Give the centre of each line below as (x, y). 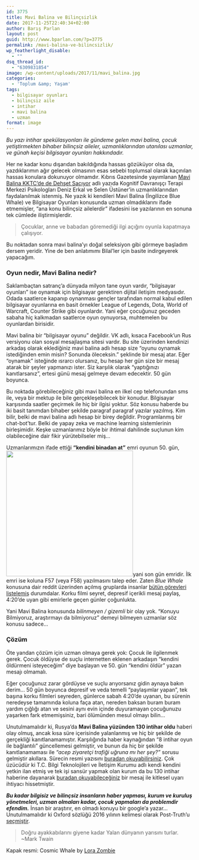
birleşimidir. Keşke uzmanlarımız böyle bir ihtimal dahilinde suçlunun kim (95, 430)
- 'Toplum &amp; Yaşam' (41, 84)
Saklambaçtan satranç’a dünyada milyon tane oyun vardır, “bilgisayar (91, 286)
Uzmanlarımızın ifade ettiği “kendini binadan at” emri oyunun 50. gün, (93, 448)
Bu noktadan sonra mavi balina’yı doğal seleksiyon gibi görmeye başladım (97, 245)
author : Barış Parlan (33, 28)
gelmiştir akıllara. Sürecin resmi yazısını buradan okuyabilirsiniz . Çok (90, 758)
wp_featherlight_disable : (38, 51)
